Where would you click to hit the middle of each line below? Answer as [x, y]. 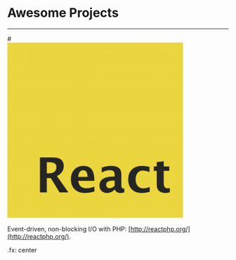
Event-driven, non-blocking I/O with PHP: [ [69, 228]
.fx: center [22, 249]
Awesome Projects [63, 13]
